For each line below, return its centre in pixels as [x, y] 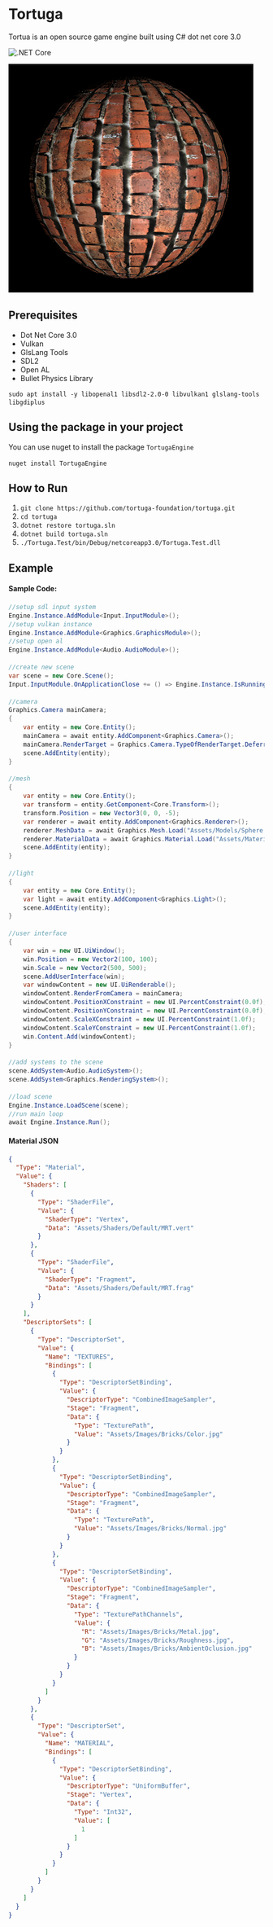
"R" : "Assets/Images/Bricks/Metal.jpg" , [150, 1631]
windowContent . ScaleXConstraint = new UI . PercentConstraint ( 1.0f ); [139, 1019]
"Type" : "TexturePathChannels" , [128, 1614]
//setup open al [36, 641]
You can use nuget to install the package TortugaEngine [101, 447]
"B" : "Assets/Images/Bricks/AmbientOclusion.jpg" [167, 1649]
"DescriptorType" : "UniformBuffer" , [128, 1786]
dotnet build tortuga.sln [64, 534]
